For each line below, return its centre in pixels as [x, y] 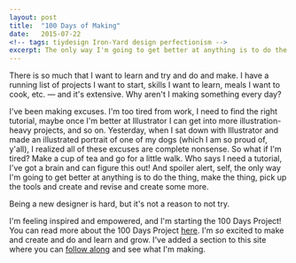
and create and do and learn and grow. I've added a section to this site [138, 240]
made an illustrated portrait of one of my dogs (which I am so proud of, [138, 140]
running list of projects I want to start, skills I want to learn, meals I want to [145, 85]
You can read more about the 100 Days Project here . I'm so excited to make [147, 230]
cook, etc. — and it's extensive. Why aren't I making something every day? [145, 95]
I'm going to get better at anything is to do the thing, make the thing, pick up [148, 177]
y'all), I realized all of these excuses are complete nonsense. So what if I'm [145, 149]
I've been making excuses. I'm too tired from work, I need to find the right [143, 112]
